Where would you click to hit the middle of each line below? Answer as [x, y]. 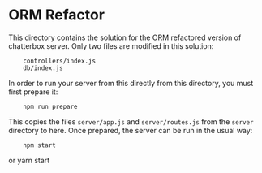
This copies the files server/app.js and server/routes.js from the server [131, 121]
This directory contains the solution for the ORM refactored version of [125, 37]
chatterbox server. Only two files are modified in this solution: [111, 45]
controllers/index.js [59, 61]
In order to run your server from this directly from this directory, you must [131, 83]
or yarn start [29, 160]
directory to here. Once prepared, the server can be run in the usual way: [131, 130]
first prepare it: [33, 92]
